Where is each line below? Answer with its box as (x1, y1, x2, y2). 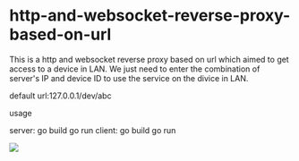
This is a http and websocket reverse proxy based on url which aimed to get (9, 54, 289, 64)
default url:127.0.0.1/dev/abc (9, 90, 112, 101)
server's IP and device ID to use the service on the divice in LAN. (9, 72, 249, 83)
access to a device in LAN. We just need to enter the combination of (9, 64, 261, 74)
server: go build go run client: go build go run (9, 124, 176, 135)
